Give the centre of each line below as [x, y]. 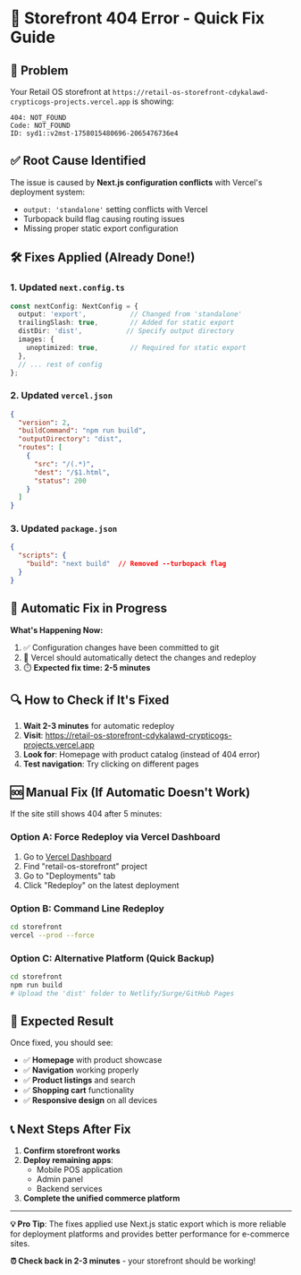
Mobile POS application [79, 1170]
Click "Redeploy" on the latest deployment [101, 885]
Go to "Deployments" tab [69, 876]
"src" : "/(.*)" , [64, 464]
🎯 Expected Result [62, 1021]
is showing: [153, 101]
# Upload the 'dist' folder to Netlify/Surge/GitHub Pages [122, 993]
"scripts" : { [42, 556]
